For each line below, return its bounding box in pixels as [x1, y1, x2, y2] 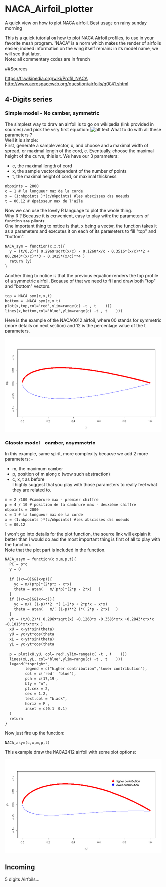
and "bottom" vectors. [5, 283, 51, 289]
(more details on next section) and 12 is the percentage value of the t [5, 322, 146, 328]
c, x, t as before [12, 476, 45, 482]
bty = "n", [25, 681, 48, 686]
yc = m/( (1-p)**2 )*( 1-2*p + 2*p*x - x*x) [14, 601, 108, 607]
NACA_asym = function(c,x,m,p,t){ [5, 556, 77, 562]
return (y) [9, 259, 32, 264]
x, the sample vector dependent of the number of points [12, 168, 127, 174]
